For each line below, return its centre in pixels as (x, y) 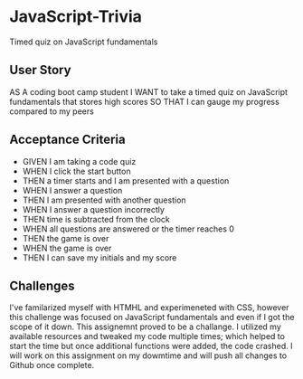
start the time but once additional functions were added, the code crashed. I (151, 346)
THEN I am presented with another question (104, 200)
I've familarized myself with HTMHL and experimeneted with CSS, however (149, 308)
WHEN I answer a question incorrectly (94, 209)
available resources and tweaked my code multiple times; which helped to (147, 336)
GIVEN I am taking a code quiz (79, 161)
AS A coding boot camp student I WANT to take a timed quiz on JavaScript (148, 91)
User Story (40, 70)
